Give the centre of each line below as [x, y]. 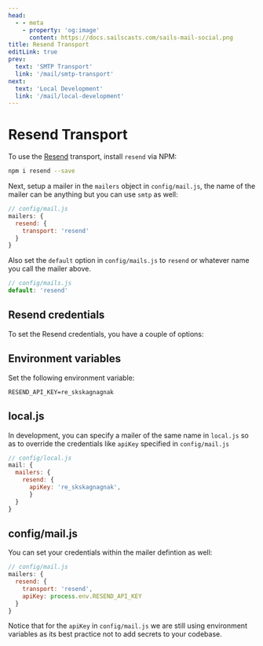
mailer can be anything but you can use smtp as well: [93, 194]
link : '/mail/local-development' [70, 96]
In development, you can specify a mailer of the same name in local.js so [128, 435]
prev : [17, 60]
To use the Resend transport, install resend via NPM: [93, 157]
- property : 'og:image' [61, 30]
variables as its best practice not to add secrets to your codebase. [115, 634]
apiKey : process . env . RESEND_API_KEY [82, 596]
